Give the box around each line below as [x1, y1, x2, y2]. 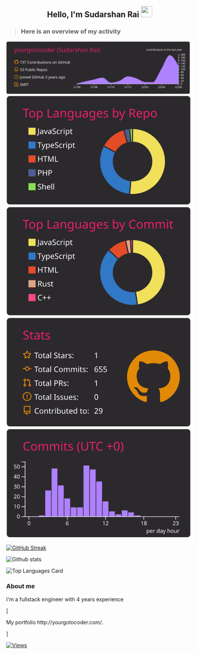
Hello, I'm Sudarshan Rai [47, 9, 139, 20]
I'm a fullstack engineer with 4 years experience [6, 595, 124, 602]
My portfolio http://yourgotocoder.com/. [6, 618, 104, 626]
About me [6, 582, 36, 591]
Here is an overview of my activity [20, 27, 121, 36]
